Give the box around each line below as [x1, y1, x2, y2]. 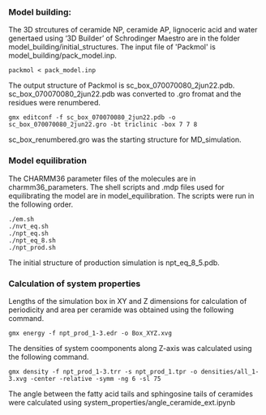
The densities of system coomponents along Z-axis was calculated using [8, 343, 253, 353]
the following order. [8, 199, 74, 209]
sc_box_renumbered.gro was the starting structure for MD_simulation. [8, 135, 242, 144]
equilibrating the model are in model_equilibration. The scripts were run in [8, 190, 255, 200]
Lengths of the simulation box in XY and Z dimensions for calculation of [8, 296, 247, 306]
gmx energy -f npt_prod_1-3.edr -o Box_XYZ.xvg [8, 329, 173, 337]
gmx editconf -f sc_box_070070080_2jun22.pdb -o [8, 113, 176, 122]
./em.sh [8, 215, 35, 223]
